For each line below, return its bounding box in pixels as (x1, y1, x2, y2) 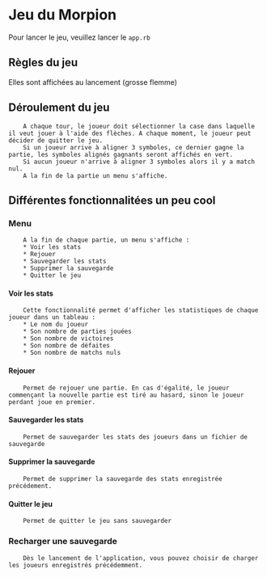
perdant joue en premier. (8, 398, 95, 406)
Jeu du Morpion (8, 6, 117, 24)
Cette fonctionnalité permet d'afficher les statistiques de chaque (23, 306, 259, 314)
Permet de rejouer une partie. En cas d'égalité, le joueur (23, 384, 230, 392)
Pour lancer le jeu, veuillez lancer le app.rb (8, 32, 151, 42)
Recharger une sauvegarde (8, 536, 117, 547)
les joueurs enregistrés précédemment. (8, 561, 143, 569)
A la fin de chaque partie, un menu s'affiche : (23, 236, 190, 244)
